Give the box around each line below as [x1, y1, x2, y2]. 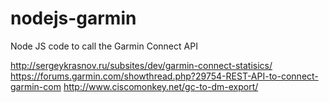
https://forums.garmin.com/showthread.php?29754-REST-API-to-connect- [10, 70, 319, 82]
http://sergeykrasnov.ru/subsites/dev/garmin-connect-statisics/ [10, 59, 273, 71]
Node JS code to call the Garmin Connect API [10, 40, 198, 52]
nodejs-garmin [10, 7, 137, 30]
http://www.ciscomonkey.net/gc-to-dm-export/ [63, 80, 259, 92]
